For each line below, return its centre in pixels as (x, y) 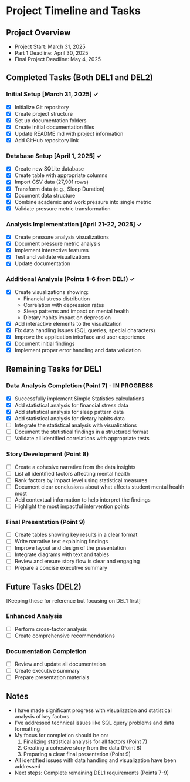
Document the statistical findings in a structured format (81, 432)
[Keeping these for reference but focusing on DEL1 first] (73, 601)
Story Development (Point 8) (48, 454)
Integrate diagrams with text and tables (62, 554)
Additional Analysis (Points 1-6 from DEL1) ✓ (71, 279)
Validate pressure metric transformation (62, 208)
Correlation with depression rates (64, 305)
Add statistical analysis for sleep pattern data (69, 412)
